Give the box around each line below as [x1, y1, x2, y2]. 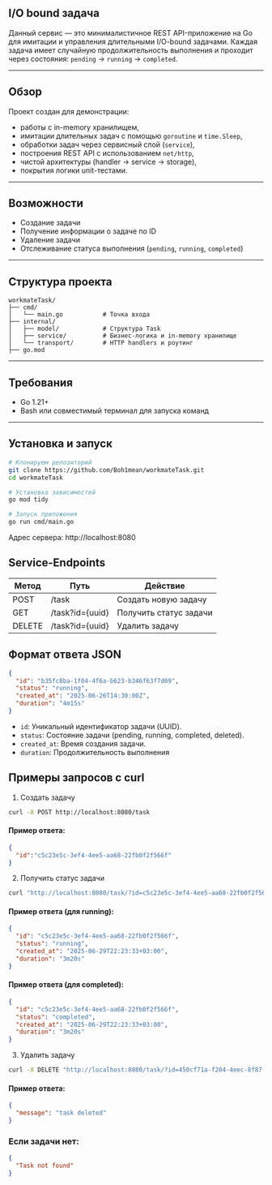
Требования [8, 376, 73, 389]
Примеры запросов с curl [8, 771, 145, 785]
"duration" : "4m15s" [15, 699, 85, 708]
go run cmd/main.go [8, 518, 74, 526]
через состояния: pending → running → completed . [8, 54, 178, 63]
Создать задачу [19, 792, 75, 802]
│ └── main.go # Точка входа [8, 311, 151, 319]
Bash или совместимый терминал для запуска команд [19, 406, 209, 416]
